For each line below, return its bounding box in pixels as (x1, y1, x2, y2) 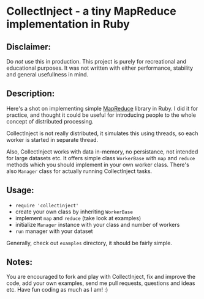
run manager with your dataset (15, 227, 93, 235)
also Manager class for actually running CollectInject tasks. (6, 167, 153, 175)
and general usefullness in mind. (6, 71, 89, 78)
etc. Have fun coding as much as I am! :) (6, 286, 108, 293)
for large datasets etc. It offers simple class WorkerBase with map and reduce (6, 154, 195, 161)
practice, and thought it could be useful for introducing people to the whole (6, 111, 196, 119)
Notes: (6, 257, 32, 267)
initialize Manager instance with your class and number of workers (15, 221, 180, 228)
